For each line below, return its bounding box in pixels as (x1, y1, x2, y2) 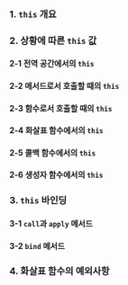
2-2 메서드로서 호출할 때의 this (9, 81, 120, 92)
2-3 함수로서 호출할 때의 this (9, 102, 113, 113)
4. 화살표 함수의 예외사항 (9, 265, 110, 278)
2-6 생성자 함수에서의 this (9, 169, 104, 181)
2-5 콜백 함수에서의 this (9, 147, 96, 158)
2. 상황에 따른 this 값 (9, 34, 97, 47)
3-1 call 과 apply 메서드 (9, 218, 93, 228)
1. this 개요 (9, 7, 57, 20)
